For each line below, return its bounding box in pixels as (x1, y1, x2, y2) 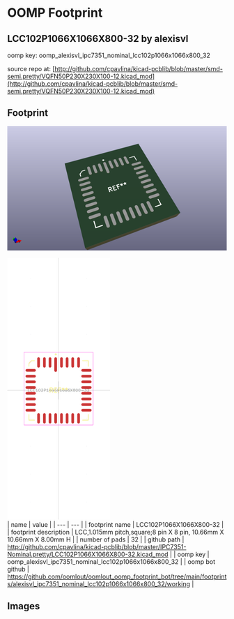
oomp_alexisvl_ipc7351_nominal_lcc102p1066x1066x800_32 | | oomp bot (7, 558, 216, 566)
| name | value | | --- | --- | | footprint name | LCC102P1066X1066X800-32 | (7, 521, 224, 529)
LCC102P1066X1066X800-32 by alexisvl (7, 33, 189, 45)
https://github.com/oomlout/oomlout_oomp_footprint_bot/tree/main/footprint (7, 572, 227, 581)
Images (7, 600, 40, 612)
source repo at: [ (7, 65, 55, 73)
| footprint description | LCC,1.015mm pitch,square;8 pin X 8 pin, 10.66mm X (7, 528, 224, 537)
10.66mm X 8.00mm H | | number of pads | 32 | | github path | (7, 535, 185, 544)
